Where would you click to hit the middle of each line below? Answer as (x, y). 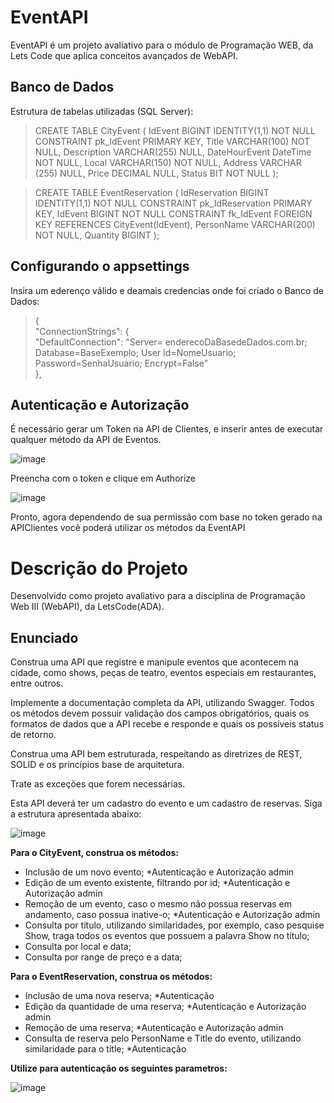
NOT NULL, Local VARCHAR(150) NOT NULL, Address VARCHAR (168, 162)
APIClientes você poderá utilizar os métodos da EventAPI (128, 528)
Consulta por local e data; (78, 947)
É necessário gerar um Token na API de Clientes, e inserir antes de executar (167, 429)
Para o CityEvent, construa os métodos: (95, 853)
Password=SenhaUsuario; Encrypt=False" (121, 363)
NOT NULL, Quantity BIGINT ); (97, 235)
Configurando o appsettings (100, 266)
